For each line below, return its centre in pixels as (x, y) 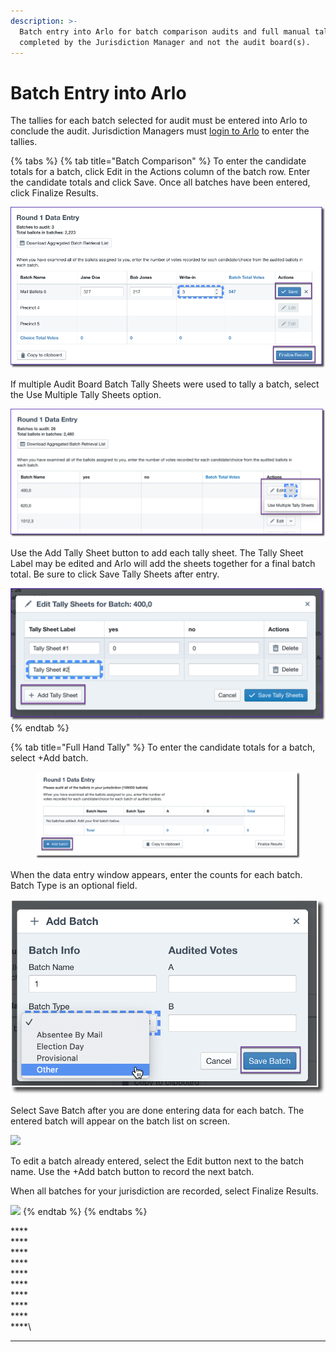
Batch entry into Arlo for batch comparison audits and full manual (165, 31)
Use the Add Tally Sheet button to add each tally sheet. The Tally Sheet (157, 553)
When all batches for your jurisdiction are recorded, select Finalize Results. (164, 1191)
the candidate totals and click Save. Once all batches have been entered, (160, 182)
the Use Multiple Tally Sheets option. (86, 394)
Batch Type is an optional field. (74, 885)
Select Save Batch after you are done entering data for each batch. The (157, 1110)
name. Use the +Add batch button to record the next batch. (132, 1171)
